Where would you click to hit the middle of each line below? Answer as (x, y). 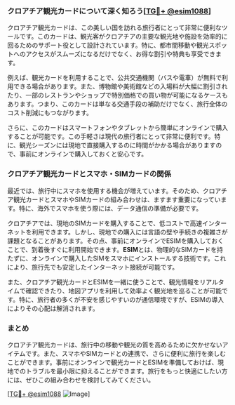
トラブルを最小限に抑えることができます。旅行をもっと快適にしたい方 (127, 371)
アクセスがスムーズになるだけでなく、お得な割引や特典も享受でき (121, 54)
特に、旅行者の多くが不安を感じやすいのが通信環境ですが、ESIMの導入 (121, 299)
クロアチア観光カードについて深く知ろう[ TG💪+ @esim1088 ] (109, 11)
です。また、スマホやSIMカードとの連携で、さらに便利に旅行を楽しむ (126, 353)
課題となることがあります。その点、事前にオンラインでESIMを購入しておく (116, 241)
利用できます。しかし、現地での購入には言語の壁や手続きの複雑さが (129, 232)
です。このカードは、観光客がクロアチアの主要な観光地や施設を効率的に (123, 36)
